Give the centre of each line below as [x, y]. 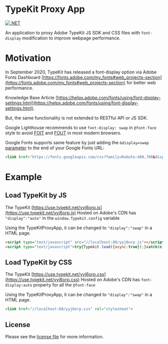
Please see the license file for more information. [54, 337]
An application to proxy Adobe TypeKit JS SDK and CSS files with [73, 32]
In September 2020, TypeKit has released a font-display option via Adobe [81, 72]
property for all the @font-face [64, 285]
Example [23, 177]
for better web [141, 82]
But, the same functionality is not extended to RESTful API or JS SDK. [77, 118]
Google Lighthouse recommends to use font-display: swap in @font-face [81, 127]
